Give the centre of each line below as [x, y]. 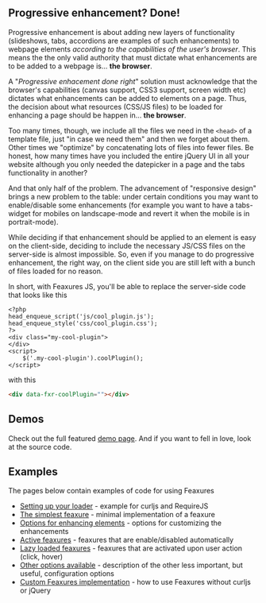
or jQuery [35, 590]
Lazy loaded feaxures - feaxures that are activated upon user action [131, 548]
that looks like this [38, 295]
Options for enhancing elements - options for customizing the [121, 523]
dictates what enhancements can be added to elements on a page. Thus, [128, 98]
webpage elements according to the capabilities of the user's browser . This [132, 49]
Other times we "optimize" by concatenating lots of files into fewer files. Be [131, 147]
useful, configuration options [67, 574]
